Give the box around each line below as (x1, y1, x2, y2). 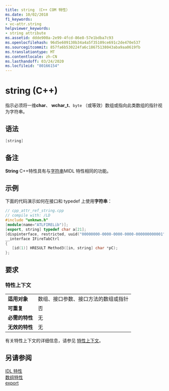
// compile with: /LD (5, 213, 51, 218)
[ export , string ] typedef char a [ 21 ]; (5, 227, 87, 232)
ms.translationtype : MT (5, 49, 55, 54)
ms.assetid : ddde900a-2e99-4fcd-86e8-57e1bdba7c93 (5, 36, 114, 41)
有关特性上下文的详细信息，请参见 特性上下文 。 (5, 337, 104, 343)
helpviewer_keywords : (5, 26, 51, 31)
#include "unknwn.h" (5, 218, 49, 223)
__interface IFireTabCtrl (5, 236, 59, 241)
